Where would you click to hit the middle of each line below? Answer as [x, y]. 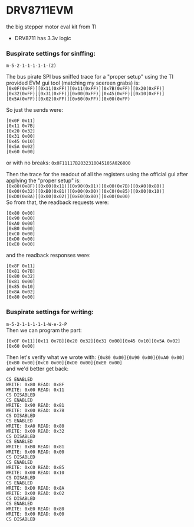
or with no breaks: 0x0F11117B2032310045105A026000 [68, 163]
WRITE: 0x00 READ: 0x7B [35, 410]
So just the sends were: [35, 110]
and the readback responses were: [48, 256]
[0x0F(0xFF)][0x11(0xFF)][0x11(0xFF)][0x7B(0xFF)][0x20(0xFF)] [86, 89]
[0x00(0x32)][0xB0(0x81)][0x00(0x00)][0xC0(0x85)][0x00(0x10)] [86, 192]
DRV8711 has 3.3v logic [43, 38]
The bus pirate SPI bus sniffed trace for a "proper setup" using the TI [90, 77]
